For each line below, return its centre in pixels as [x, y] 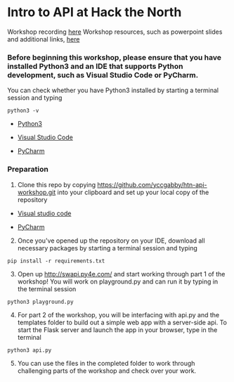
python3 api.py [30, 350]
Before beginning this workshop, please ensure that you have [114, 57]
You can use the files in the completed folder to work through [106, 363]
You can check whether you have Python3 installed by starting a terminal [113, 90]
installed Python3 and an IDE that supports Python [96, 66]
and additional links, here [44, 39]
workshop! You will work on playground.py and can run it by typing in [118, 281]
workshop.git [37, 192]
